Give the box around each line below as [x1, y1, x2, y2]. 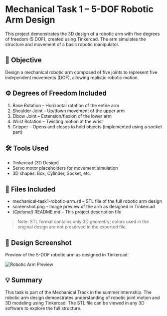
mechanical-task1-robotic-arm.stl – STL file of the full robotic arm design [12, 198, 163, 204]
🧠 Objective [5, 56, 42, 65]
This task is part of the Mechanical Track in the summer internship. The [5, 289, 152, 295]
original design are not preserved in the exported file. [17, 224, 127, 230]
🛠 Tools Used [5, 144, 49, 152]
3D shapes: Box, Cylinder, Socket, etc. [12, 170, 91, 176]
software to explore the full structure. [5, 305, 82, 311]
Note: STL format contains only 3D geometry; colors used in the [17, 219, 149, 225]
